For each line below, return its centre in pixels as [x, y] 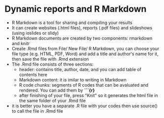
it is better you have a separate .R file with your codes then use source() [85, 106]
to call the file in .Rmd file [37, 111]
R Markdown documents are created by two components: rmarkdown [82, 38]
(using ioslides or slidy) [35, 33]
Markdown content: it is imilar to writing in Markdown [73, 80]
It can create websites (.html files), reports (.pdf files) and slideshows [82, 27]
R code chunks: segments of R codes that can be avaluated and [83, 85]
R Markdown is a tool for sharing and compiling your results [72, 23]
